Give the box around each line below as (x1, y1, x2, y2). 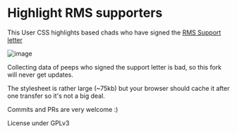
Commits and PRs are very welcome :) (7, 105, 119, 113)
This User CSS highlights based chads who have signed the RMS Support (7, 28, 221, 37)
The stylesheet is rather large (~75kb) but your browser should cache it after (7, 84, 230, 92)
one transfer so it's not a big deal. (7, 91, 106, 100)
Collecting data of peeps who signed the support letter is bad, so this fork (7, 63, 222, 71)
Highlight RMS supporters (7, 5, 163, 21)
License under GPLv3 (7, 118, 70, 127)
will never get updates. (7, 70, 74, 79)
